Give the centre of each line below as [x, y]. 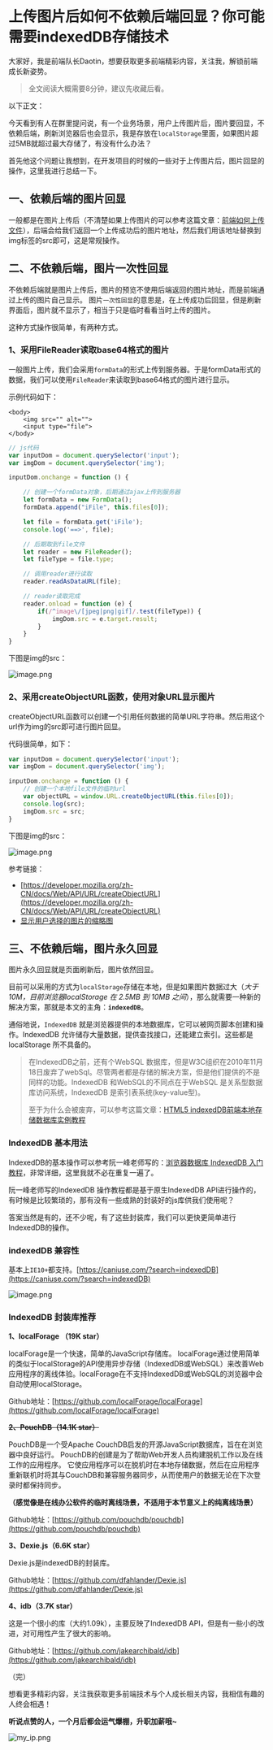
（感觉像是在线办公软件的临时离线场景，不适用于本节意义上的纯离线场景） [133, 1502]
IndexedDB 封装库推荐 [52, 1317]
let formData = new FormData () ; [78, 500]
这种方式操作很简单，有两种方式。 [65, 327]
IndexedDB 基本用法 [48, 1143]
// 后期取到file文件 [54, 544]
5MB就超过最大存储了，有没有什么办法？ [84, 143]
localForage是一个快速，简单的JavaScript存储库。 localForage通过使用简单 [134, 1353]
